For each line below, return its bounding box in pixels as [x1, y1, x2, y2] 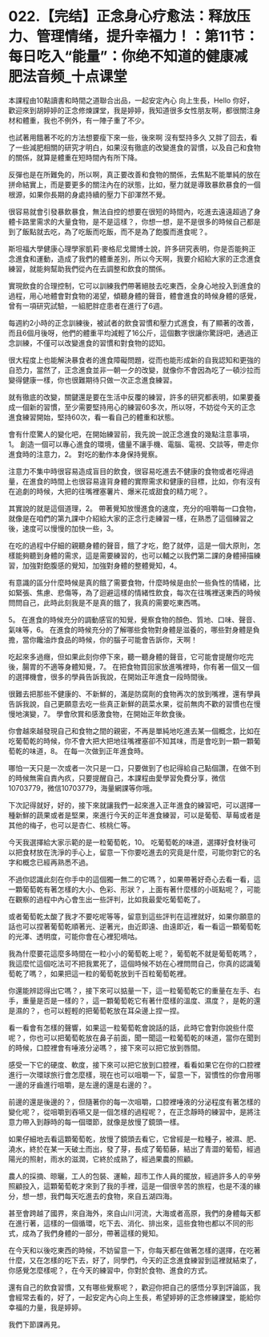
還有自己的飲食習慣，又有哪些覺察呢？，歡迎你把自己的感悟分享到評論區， [8, 1282, 254, 1292]
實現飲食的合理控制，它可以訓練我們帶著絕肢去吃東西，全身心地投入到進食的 [8, 281, 261, 290]
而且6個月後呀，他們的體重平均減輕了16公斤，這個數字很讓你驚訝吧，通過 [8, 328, 252, 338]
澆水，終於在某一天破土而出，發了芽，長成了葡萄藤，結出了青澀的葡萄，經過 [8, 1144, 261, 1153]
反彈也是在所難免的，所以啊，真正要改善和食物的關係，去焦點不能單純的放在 [8, 169, 261, 179]
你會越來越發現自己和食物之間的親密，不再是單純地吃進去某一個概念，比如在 [8, 726, 261, 735]
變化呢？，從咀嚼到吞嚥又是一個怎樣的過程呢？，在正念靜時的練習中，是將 [8, 1107, 254, 1116]
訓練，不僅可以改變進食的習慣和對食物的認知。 [14, 338, 170, 347]
